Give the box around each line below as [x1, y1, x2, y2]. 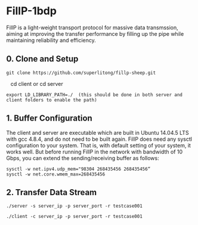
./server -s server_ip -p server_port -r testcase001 [6, 203, 143, 209]
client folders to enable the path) [6, 97, 97, 103]
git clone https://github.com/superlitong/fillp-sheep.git [6, 70, 156, 76]
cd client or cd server [10, 80, 64, 87]
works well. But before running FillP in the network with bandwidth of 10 [6, 148, 183, 155]
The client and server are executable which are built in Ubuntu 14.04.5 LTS [6, 129, 189, 136]
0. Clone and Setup [6, 54, 79, 64]
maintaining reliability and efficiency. [6, 36, 97, 44]
